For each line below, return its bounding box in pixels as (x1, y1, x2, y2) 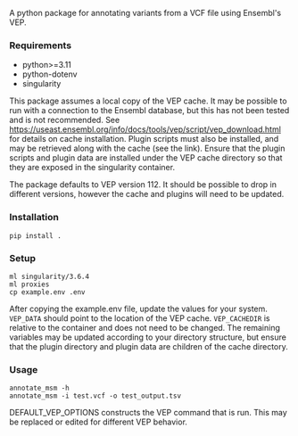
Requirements (9, 39, 72, 52)
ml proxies (9, 280, 50, 289)
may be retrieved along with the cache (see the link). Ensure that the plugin (9, 143, 286, 154)
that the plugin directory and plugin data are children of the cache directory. (9, 341, 288, 351)
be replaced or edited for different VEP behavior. (9, 416, 187, 427)
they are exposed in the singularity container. (9, 162, 176, 173)
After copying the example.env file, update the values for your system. (9, 303, 268, 314)
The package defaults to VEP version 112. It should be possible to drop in (9, 179, 277, 190)
